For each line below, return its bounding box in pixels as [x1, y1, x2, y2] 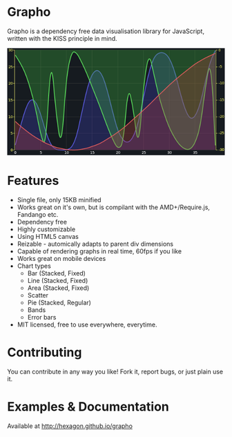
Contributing [7, 344, 82, 360]
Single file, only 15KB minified [17, 196, 101, 204]
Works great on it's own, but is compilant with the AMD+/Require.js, [17, 203, 211, 211]
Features [7, 173, 59, 188]
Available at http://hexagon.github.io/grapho [7, 422, 133, 430]
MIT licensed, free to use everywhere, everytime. [17, 320, 157, 329]
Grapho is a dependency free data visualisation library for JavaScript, [7, 27, 205, 35]
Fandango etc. [17, 211, 59, 219]
